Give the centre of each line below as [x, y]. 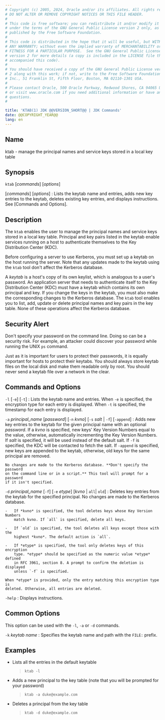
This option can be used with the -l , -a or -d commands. [62, 625]
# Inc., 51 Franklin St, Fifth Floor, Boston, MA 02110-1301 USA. [74, 79]
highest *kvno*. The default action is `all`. [62, 537]
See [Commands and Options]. [36, 204]
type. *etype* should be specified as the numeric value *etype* [82, 554]
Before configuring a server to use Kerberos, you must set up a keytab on [80, 257]
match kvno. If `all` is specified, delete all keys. [70, 520]
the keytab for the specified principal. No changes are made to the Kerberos [82, 496]
